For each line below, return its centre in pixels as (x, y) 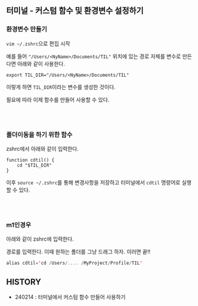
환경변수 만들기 (27, 29)
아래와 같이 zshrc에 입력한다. (40, 239)
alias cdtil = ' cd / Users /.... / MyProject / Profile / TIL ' (75, 263)
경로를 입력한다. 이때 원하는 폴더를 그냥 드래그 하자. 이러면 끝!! (78, 252)
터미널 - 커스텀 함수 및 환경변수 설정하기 (75, 11)
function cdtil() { (30, 160)
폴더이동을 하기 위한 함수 (39, 135)
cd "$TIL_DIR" (34, 165)
